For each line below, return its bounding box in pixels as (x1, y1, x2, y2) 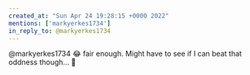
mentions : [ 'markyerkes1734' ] (8, 19, 112, 27)
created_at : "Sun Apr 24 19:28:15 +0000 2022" (8, 11, 169, 20)
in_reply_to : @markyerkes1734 (8, 27, 112, 35)
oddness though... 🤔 (8, 57, 77, 67)
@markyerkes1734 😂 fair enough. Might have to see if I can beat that (8, 49, 243, 59)
